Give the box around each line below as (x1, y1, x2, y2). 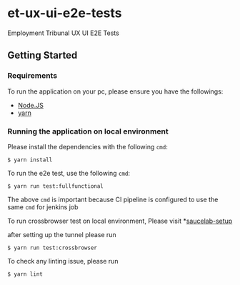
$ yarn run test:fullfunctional (7, 182, 104, 190)
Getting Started (7, 49, 78, 61)
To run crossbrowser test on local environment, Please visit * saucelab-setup (7, 216, 233, 225)
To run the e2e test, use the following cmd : (7, 169, 131, 177)
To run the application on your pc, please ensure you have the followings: (7, 87, 224, 96)
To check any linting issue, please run (7, 256, 119, 265)
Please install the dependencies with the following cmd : (7, 142, 168, 151)
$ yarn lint (7, 270, 43, 278)
